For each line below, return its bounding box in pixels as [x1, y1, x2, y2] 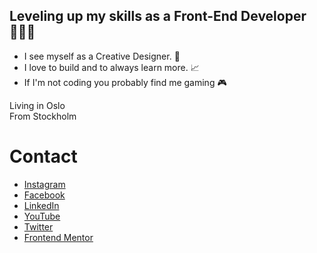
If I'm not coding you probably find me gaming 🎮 [23, 76, 227, 88]
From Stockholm [9, 110, 77, 122]
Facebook [23, 189, 66, 201]
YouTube [23, 210, 61, 222]
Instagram [23, 178, 66, 190]
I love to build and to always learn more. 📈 [23, 61, 200, 73]
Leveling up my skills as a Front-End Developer [9, 8, 307, 25]
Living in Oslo [9, 99, 66, 111]
